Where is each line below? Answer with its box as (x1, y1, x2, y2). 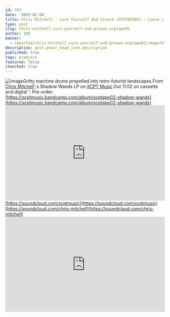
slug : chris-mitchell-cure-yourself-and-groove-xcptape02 (5, 26, 130, 31)
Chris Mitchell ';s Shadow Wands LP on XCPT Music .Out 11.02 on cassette (5, 83, 158, 89)
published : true (5, 50, 39, 55)
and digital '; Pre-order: (5, 89, 54, 95)
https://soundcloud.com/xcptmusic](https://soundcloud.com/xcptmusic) (7, 200, 158, 206)
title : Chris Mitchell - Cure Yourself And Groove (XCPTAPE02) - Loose (5, 17, 159, 22)
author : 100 (5, 31, 30, 36)
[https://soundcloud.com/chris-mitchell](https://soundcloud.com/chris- (5, 206, 154, 212)
